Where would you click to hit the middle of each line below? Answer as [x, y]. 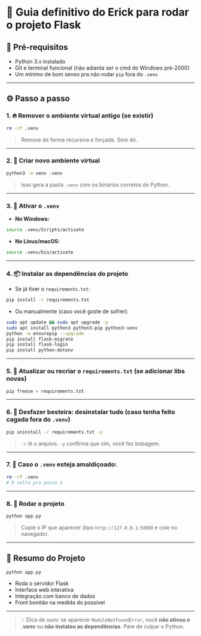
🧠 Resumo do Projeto [46, 558]
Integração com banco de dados [55, 596]
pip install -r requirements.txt [48, 300]
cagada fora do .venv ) [38, 420]
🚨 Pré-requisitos [37, 47]
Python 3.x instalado [40, 61]
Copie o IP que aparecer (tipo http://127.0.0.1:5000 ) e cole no [99, 528]
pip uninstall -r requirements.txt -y [54, 432]
